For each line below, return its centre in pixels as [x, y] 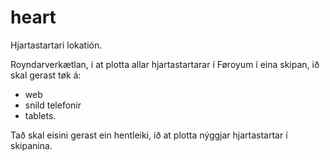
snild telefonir [53, 105]
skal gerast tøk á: [46, 75]
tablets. [40, 115]
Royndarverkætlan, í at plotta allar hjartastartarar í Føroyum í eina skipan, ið [165, 64]
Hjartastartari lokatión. [56, 45]
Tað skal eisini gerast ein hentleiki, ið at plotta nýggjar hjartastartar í [149, 135]
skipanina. [31, 145]
